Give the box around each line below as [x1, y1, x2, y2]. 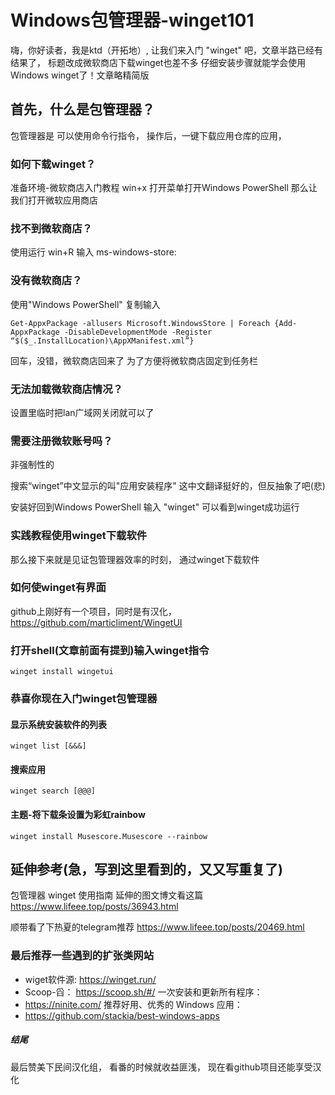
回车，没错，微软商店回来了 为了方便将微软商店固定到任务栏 [10, 354, 258, 366]
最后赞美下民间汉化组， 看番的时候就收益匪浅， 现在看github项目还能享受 [10, 1061, 313, 1073]
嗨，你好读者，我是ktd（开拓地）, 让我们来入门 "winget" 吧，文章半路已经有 [10, 44, 324, 56]
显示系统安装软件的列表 [10, 718, 107, 730]
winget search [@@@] [10, 786, 97, 796]
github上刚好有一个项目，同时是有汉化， [10, 605, 177, 617]
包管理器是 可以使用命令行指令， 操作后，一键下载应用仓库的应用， [10, 129, 287, 141]
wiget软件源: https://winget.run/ [24, 973, 157, 985]
